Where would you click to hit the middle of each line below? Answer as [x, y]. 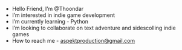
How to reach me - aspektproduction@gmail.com [73, 41]
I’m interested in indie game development [63, 15]
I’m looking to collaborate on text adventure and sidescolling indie [94, 28]
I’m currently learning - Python [50, 21]
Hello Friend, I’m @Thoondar [48, 9]
